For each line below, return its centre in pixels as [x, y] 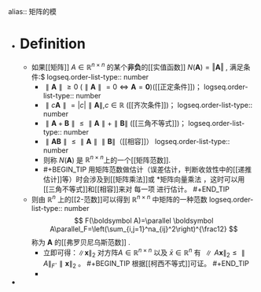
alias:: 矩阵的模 [32, 11]
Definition [53, 44]
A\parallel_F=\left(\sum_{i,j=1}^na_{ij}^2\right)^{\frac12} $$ [144, 229]
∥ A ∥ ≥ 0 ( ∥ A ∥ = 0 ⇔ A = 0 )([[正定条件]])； [124, 87]
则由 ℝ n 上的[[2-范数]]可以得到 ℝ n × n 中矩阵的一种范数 [119, 199]
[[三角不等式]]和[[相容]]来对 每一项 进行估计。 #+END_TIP [136, 189]
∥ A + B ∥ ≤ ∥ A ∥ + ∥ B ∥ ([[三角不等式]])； [116, 123]
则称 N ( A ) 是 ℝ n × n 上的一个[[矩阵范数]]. [107, 159]
